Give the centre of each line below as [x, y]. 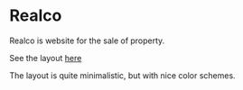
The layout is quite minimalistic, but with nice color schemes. [123, 75]
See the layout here [46, 58]
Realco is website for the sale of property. [87, 40]
